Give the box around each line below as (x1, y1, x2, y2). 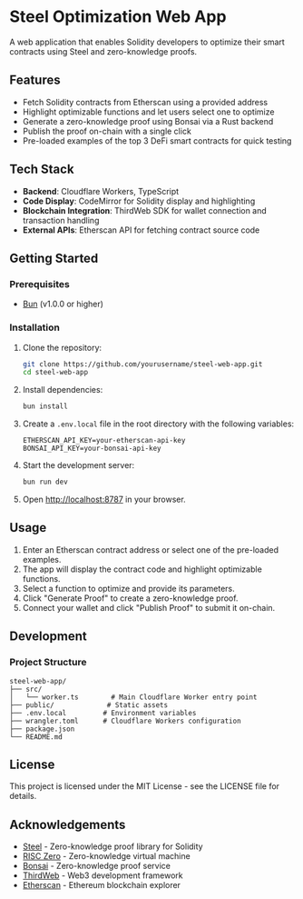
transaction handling (22, 215, 100, 225)
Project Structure (9, 656, 87, 669)
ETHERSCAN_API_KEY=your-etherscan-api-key (22, 436, 186, 445)
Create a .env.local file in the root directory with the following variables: (22, 418, 295, 429)
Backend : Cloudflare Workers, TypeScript (22, 185, 180, 196)
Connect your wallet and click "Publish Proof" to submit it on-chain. (22, 602, 276, 613)
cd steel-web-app (22, 368, 89, 377)
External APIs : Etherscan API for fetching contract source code (22, 225, 260, 235)
